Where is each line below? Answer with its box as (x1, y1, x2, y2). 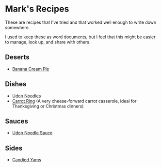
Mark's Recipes (5, 3, 69, 15)
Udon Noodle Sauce (12, 130, 53, 136)
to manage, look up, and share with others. (5, 39, 91, 45)
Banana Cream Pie (12, 66, 49, 72)
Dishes (5, 80, 27, 88)
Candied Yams (12, 157, 41, 163)
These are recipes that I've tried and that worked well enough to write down (5, 19, 157, 25)
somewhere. (5, 24, 30, 30)
